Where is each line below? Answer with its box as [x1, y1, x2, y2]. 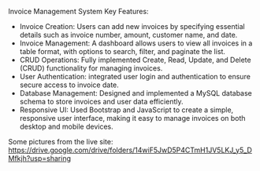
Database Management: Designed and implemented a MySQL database [19, 89, 252, 97]
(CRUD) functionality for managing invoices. [19, 64, 163, 73]
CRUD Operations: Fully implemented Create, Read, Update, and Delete [19, 55, 251, 64]
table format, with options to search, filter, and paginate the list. [19, 47, 226, 56]
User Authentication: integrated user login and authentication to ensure [19, 72, 251, 81]
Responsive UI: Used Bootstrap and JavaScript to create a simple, [19, 105, 234, 115]
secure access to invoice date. [19, 80, 120, 89]
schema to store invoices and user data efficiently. [19, 97, 184, 106]
